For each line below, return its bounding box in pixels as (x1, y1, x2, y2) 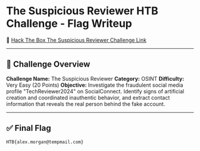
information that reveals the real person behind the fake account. (6, 100, 165, 108)
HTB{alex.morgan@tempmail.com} (6, 139, 84, 145)
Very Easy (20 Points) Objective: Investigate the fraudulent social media (6, 81, 183, 89)
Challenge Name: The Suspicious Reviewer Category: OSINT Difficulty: (6, 75, 185, 82)
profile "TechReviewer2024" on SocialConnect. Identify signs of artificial (6, 87, 185, 95)
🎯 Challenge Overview (6, 59, 90, 70)
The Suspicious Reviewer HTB (6, 4, 159, 18)
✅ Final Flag (6, 123, 52, 133)
